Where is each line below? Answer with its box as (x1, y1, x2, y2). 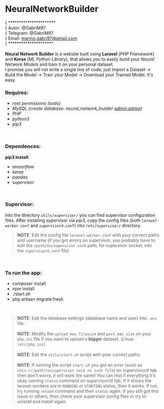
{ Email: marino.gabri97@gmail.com (5, 35, 77, 41)
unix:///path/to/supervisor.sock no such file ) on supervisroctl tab (17, 367, 157, 373)
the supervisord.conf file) (17, 248, 70, 254)
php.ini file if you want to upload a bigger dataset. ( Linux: (17, 336, 135, 342)
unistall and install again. (17, 399, 67, 405)
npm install (12, 286, 35, 292)
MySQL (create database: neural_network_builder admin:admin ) (12, 105, 142, 111)
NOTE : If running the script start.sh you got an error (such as (17, 362, 142, 368)
